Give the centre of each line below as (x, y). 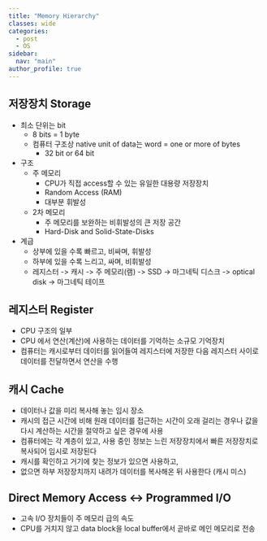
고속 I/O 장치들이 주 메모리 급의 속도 (77, 518)
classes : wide (32, 24)
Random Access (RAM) (83, 192)
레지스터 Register (51, 310)
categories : (28, 31)
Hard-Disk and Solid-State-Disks (99, 231)
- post (27, 39)
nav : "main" (36, 62)
